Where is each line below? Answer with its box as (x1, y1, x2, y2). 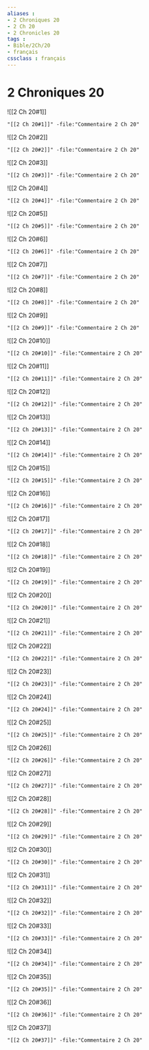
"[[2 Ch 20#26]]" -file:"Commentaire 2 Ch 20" (7, 757, 143, 764)
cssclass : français (7, 55, 67, 62)
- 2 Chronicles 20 (7, 29, 60, 37)
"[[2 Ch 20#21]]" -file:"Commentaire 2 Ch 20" (7, 629, 143, 637)
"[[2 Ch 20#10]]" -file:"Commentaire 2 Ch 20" (7, 350, 143, 357)
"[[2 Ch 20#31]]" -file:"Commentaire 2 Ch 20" (7, 884, 143, 891)
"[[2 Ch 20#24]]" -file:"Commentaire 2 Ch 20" (7, 706, 143, 713)
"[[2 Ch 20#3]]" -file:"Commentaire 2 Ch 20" (7, 172, 139, 179)
